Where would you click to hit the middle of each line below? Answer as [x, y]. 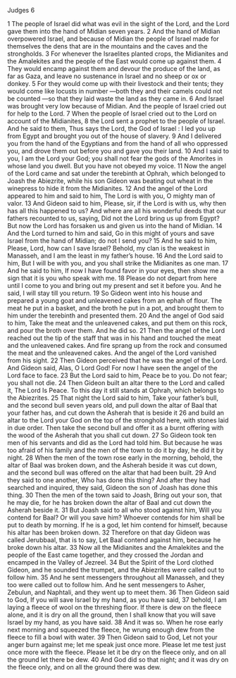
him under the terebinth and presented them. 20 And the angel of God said [116, 315]
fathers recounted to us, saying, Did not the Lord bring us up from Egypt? [113, 218]
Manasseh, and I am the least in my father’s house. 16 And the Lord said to [115, 256]
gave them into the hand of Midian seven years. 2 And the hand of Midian [114, 31]
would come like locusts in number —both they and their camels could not [115, 91]
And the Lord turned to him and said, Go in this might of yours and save [111, 233]
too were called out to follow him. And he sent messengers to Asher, [106, 585]
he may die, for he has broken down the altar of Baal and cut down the [110, 502]
